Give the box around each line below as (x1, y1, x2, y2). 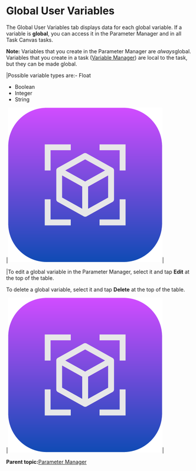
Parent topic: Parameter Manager (6, 458, 87, 465)
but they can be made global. (6, 60, 77, 67)
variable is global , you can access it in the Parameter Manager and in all (6, 30, 182, 37)
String (14, 96, 30, 103)
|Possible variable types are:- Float (6, 72, 92, 79)
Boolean (14, 83, 35, 90)
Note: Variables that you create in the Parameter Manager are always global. (6, 47, 191, 54)
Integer (14, 89, 32, 96)
